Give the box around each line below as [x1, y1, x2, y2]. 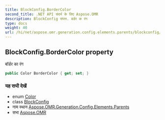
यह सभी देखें [5, 82, 27, 89]
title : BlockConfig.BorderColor [5, 7, 71, 12]
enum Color [12, 94, 36, 99]
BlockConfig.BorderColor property [5, 48, 114, 56]
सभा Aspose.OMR [12, 109, 47, 115]
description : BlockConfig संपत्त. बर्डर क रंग [5, 16, 87, 21]
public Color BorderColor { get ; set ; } [5, 71, 89, 76]
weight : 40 [5, 25, 27, 30]
